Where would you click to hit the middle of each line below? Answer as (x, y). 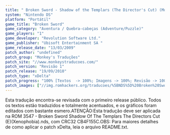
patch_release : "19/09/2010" (36, 72)
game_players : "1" (25, 33)
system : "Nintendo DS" (29, 15)
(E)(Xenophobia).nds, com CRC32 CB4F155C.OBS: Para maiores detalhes (82, 121)
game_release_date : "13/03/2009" (40, 48)
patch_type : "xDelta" (28, 76)
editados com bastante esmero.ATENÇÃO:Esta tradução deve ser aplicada (83, 111)
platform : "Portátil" (28, 19)
